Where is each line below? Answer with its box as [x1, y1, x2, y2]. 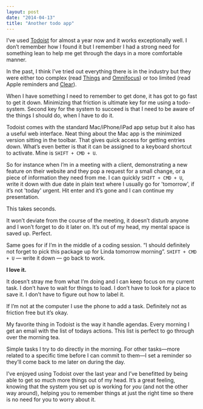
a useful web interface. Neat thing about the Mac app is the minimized [6, 130, 182, 137]
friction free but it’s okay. [6, 309, 68, 316]
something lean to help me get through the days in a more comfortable [6, 50, 183, 57]
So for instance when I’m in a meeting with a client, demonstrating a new [6, 161, 188, 169]
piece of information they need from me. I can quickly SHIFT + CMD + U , [6, 174, 184, 181]
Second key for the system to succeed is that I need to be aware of [27, 106, 195, 113]
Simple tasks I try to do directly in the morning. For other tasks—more [6, 345, 180, 353]
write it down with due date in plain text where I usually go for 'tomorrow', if [6, 180, 195, 188]
